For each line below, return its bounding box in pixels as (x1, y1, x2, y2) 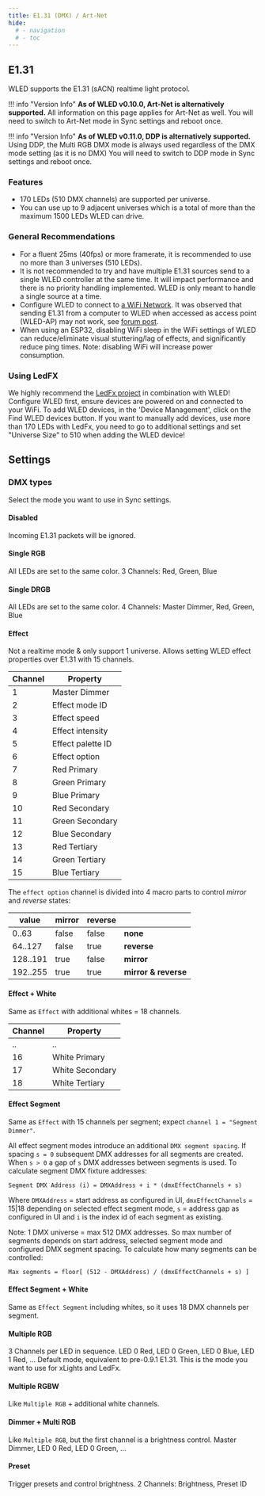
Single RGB (8, 548, 46, 559)
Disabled (8, 513, 38, 523)
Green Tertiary (51, 854, 107, 865)
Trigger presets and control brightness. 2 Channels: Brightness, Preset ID (8, 1479, 248, 1488)
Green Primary (51, 777, 107, 788)
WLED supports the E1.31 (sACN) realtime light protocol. (8, 84, 191, 93)
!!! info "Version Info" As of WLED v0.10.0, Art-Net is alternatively (8, 100, 225, 109)
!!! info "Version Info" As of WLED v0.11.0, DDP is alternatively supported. (8, 132, 251, 141)
